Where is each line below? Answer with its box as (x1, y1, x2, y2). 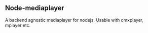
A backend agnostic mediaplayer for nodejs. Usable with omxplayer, (5, 17, 144, 23)
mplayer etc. (5, 22, 31, 28)
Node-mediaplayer (5, 4, 65, 12)
